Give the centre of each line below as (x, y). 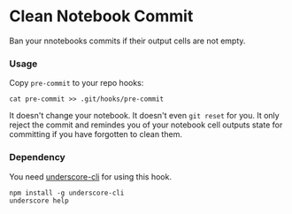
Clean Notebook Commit (101, 16)
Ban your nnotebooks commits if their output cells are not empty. (127, 41)
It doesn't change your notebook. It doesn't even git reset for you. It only (145, 116)
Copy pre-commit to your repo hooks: (77, 83)
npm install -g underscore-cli (67, 193)
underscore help (39, 201)
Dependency (38, 157)
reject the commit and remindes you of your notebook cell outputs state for (146, 125)
